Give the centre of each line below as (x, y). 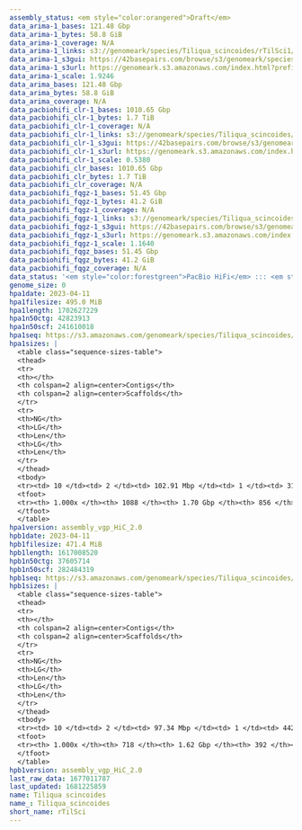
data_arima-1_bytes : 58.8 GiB (66, 34)
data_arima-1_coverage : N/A (62, 43)
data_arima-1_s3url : (48, 68)
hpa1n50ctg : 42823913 (50, 319)
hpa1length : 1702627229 (54, 310)
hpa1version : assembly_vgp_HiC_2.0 (76, 528)
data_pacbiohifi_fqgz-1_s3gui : (68, 227)
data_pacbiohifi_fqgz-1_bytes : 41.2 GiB (86, 202)
